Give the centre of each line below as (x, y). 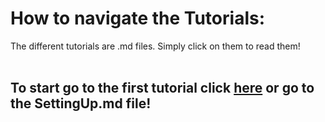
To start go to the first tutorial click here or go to (162, 88)
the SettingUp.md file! (81, 103)
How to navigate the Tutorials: (138, 18)
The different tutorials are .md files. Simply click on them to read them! (155, 46)
